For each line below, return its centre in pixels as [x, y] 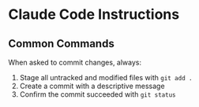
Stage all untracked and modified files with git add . [106, 77]
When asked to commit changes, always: [75, 62]
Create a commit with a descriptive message [92, 86]
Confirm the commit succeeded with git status [98, 94]
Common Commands [61, 44]
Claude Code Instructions [94, 15]
